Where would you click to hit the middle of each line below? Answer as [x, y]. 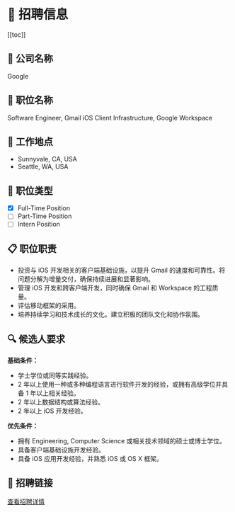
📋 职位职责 [32, 249]
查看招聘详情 [26, 501]
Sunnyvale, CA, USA [47, 159]
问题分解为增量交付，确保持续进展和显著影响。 [86, 279]
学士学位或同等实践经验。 [55, 375]
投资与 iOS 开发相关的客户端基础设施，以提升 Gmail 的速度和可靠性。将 [121, 271]
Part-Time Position [45, 216]
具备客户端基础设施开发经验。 [61, 450]
